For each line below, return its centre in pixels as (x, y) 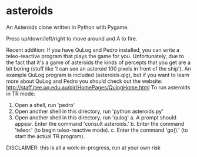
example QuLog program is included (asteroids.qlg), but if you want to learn (98, 75)
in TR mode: (21, 93)
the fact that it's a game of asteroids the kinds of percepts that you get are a (98, 62)
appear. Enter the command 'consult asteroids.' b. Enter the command (99, 123)
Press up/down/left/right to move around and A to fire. (72, 38)
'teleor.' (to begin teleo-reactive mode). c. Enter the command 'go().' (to (101, 130)
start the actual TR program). (50, 136)
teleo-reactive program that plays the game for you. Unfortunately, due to (95, 56)
